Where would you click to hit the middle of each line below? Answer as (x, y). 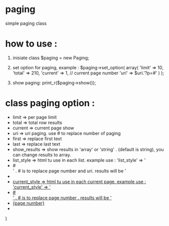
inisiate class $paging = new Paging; (51, 58)
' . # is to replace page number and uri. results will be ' (69, 171)
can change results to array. (42, 155)
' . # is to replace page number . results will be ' (62, 198)
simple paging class (26, 23)
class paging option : (50, 103)
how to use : (31, 44)
